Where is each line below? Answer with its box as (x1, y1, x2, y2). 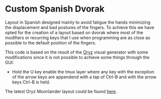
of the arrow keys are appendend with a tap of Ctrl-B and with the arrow (12, 74, 157, 80)
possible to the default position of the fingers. (5, 40, 96, 45)
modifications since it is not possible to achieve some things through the (5, 54, 150, 60)
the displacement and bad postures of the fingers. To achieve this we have (5, 24, 154, 30)
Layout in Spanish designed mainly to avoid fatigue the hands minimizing (5, 19, 151, 25)
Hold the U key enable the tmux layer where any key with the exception (12, 69, 154, 74)
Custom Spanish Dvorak (5, 3, 105, 14)
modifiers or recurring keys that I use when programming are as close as (5, 35, 150, 41)
